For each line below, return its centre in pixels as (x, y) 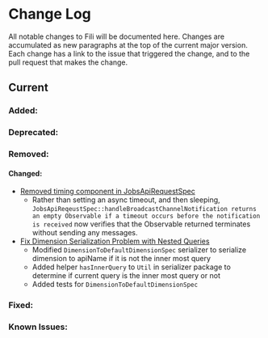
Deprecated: (33, 133)
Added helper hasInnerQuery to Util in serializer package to (132, 267)
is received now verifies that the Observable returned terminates (141, 224)
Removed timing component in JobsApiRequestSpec (107, 192)
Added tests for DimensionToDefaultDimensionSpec (115, 285)
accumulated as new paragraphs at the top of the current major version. (128, 44)
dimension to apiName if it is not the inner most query (121, 259)
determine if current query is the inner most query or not (126, 276)
